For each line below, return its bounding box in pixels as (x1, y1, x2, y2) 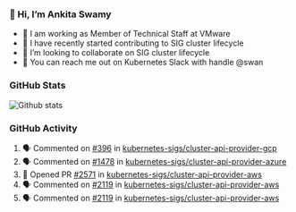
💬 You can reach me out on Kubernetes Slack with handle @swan (21, 57, 264, 68)
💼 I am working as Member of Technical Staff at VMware (21, 29, 231, 39)
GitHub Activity (9, 122, 78, 134)
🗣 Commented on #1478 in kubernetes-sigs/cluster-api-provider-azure (21, 156, 287, 166)
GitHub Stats (9, 80, 66, 92)
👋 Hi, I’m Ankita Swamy (9, 8, 112, 21)
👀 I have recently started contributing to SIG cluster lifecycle (21, 38, 244, 48)
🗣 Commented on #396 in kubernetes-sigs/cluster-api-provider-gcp (21, 142, 277, 153)
